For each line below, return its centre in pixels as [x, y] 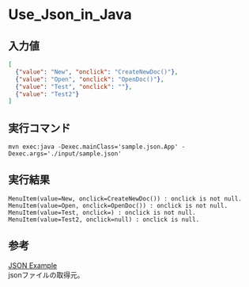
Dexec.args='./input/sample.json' [65, 154]
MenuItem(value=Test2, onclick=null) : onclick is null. [104, 220]
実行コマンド [40, 128]
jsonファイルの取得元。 [46, 274]
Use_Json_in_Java [70, 15]
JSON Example [33, 265]
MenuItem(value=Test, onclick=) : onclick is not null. [102, 212]
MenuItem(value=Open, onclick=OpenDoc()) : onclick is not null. [118, 205]
